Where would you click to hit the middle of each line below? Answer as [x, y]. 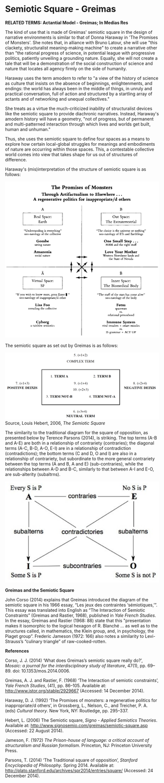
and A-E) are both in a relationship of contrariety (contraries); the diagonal [80, 443]
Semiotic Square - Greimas [61, 9]
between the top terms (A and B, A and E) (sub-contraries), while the [74, 464]
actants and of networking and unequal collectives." [57, 99]
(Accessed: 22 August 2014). [34, 731]
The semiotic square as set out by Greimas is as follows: [62, 346]
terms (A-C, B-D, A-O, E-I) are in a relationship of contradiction [68, 448]
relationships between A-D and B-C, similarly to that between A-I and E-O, [80, 469]
